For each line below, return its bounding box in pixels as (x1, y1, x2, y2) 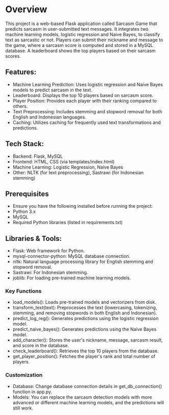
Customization (5, 372, 43, 379)
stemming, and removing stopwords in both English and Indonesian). (12, 310, 157, 316)
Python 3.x (12, 208, 36, 215)
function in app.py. (12, 388, 53, 395)
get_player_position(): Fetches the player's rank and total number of (12, 353, 156, 359)
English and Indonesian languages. (12, 114, 86, 120)
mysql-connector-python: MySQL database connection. (12, 253, 131, 259)
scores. (5, 53, 21, 59)
